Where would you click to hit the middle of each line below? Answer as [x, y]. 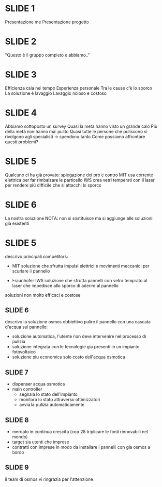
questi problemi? [22, 142]
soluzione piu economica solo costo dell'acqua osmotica [68, 357]
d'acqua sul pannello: [26, 327]
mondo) [20, 437]
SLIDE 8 [17, 420]
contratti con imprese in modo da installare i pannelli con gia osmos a [81, 447]
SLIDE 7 [17, 372]
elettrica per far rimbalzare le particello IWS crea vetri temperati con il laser [80, 180]
